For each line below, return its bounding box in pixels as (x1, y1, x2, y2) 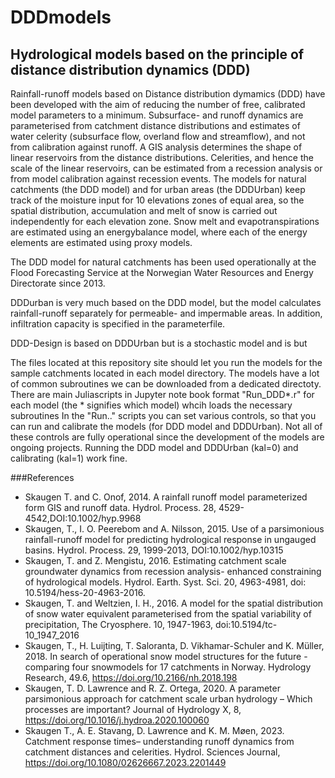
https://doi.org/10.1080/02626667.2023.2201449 (24, 757, 227, 768)
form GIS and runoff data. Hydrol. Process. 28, (24, 502, 217, 513)
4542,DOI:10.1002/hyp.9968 (24, 512, 142, 524)
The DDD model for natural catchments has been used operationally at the (10, 256, 317, 268)
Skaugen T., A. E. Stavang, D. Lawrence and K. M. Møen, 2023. (24, 725, 285, 736)
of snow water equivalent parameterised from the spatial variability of (24, 608, 312, 620)
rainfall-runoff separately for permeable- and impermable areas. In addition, (10, 307, 323, 319)
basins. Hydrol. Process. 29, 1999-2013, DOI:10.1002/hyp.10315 (24, 544, 284, 556)
